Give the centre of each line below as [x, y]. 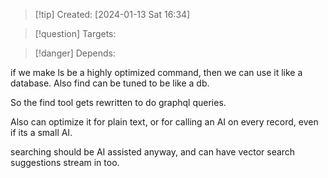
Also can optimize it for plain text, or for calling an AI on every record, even [164, 122]
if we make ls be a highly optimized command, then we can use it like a [156, 72]
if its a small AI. [41, 132]
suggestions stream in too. [65, 162]
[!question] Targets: [75, 33]
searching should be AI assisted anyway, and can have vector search [153, 152]
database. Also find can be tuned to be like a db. [110, 83]
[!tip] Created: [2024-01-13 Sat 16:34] [112, 14]
